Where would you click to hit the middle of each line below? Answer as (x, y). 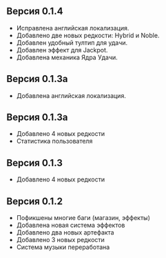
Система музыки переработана (63, 247)
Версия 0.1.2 (35, 201)
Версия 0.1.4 (35, 11)
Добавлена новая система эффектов (71, 225)
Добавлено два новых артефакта (65, 232)
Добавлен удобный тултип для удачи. (72, 42)
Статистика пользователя (54, 141)
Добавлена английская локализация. (71, 95)
